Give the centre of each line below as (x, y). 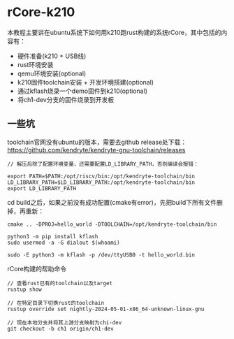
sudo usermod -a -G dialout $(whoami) (64, 243)
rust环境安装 (35, 64)
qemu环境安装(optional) (52, 73)
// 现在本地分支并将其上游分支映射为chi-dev (65, 322)
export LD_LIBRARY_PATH (42, 188)
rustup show (24, 289)
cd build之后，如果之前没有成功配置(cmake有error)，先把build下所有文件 (112, 202)
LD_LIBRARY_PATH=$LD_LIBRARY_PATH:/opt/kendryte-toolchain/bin (101, 182)
